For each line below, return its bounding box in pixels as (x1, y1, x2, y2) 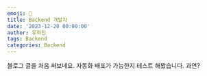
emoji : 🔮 (7, 10, 32, 17)
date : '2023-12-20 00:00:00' (7, 23, 90, 29)
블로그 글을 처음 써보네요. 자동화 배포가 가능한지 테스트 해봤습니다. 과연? (7, 62, 200, 69)
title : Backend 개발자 (7, 16, 68, 23)
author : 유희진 (7, 29, 47, 36)
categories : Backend (7, 42, 66, 49)
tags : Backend (7, 36, 48, 42)
